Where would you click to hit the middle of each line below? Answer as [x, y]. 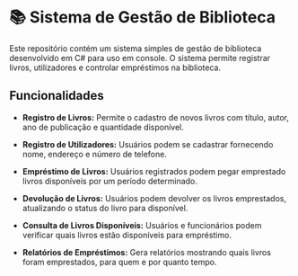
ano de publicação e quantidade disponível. [103, 127]
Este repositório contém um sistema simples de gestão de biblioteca [136, 48]
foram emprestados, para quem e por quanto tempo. [119, 262]
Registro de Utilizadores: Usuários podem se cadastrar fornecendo [148, 144]
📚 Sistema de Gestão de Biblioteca [143, 18]
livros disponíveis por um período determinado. [110, 181]
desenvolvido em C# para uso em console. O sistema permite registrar [140, 58]
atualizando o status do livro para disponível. [105, 208]
